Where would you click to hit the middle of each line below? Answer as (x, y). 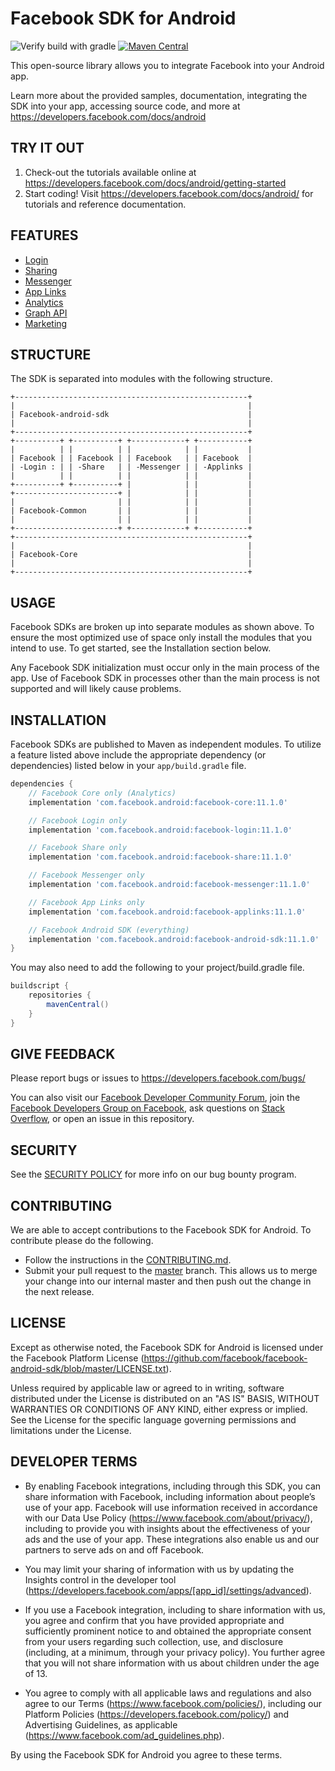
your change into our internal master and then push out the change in (168, 1281)
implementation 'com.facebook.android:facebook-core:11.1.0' (158, 802)
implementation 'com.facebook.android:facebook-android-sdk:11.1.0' (174, 939)
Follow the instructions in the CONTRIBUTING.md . (128, 1260)
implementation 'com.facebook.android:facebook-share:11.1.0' (160, 857)
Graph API (46, 313)
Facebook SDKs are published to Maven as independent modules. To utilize (166, 744)
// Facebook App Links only (86, 902)
